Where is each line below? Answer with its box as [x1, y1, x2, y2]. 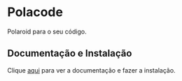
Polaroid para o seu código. [7, 27, 87, 36]
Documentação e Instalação [7, 47, 132, 59]
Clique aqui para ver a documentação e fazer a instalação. [7, 66, 176, 74]
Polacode [7, 4, 63, 20]
